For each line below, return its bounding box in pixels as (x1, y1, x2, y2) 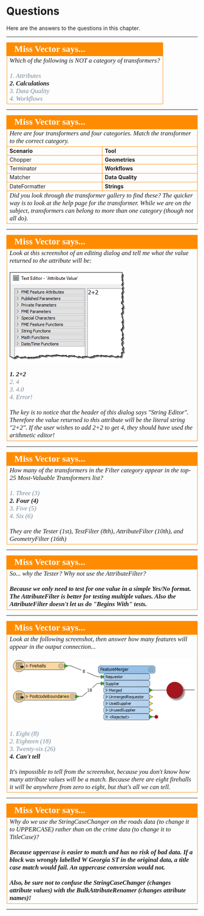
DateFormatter (9, 182, 46, 190)
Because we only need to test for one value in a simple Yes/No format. (9, 585, 191, 593)
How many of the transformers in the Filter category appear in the (9, 466, 179, 474)
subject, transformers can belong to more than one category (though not (9, 206, 194, 215)
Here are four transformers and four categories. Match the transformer (9, 129, 191, 138)
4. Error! (9, 393, 33, 401)
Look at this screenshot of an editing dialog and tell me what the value (9, 249, 189, 257)
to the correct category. (9, 137, 69, 145)
